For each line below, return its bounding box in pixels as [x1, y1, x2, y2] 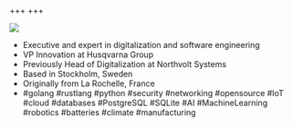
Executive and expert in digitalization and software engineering [22, 40, 260, 50]
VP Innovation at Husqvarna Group [22, 49, 153, 60]
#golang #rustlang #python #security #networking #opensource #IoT [22, 88, 285, 98]
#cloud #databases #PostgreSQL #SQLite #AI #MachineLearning [22, 97, 267, 108]
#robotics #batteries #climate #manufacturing [22, 107, 196, 118]
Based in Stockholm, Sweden [22, 69, 133, 79]
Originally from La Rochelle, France [22, 78, 155, 89]
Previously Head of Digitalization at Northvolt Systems [22, 59, 226, 69]
